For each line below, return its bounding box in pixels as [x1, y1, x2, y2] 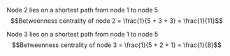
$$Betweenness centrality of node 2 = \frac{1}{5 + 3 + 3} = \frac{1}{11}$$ [10, 17, 223, 25]
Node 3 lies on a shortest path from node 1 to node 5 [6, 30, 159, 38]
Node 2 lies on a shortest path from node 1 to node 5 [6, 6, 159, 14]
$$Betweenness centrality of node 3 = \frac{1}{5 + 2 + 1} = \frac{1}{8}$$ [12, 41, 222, 49]
